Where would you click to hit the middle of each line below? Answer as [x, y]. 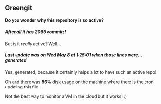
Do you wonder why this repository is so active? [55, 20]
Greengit [19, 8]
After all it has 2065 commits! [36, 32]
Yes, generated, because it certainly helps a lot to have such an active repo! [81, 72]
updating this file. [22, 87]
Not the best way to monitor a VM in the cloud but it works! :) [66, 96]
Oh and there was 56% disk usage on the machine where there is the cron [79, 82]
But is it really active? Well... [33, 44]
